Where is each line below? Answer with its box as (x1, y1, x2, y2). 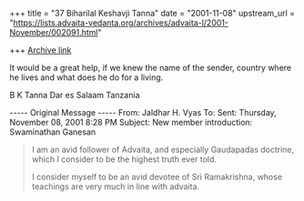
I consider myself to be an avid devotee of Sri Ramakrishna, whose (31, 172, 283, 182)
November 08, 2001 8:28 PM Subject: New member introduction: (9, 117, 253, 127)
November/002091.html (9, 27, 98, 37)
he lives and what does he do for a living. (9, 72, 164, 83)
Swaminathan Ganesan (9, 126, 96, 137)
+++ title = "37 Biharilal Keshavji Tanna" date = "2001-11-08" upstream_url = (9, 8, 296, 18)
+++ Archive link (9, 45, 72, 55)
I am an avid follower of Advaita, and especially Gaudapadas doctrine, (31, 145, 295, 155)
